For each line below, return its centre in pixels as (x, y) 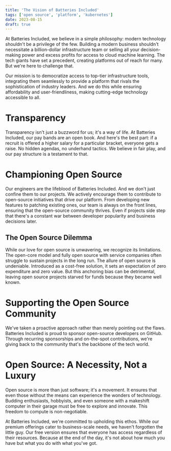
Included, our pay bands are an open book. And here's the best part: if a (81, 138)
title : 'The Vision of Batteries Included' (52, 10)
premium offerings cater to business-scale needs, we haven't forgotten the (84, 426)
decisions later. (21, 221)
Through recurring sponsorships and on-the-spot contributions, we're (79, 339)
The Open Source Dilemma (49, 237)
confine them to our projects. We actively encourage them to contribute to (83, 194)
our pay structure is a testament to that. (47, 154)
